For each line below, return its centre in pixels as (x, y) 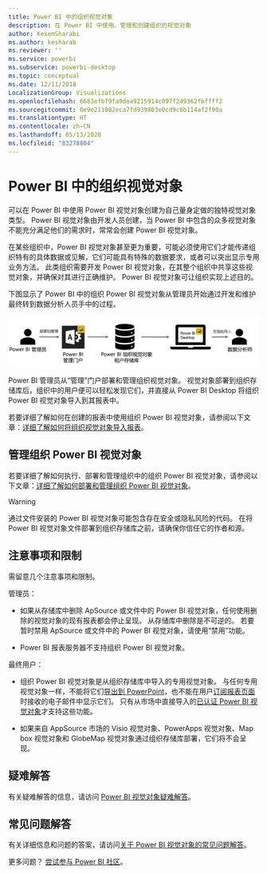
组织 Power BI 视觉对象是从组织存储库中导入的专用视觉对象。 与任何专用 (139, 681)
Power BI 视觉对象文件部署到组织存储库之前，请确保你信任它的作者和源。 (129, 528)
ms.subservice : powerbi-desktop (62, 68)
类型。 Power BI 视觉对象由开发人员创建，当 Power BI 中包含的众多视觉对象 (132, 220)
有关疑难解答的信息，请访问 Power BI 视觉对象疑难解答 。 (102, 797)
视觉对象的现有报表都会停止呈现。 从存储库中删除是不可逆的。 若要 (144, 620)
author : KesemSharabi (44, 34)
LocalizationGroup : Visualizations (67, 93)
